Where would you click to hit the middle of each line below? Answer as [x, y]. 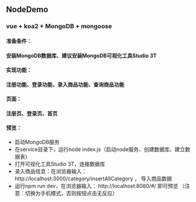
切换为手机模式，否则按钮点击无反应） [71, 193]
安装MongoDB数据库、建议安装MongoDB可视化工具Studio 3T [82, 56]
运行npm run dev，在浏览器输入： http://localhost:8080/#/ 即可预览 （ [99, 186]
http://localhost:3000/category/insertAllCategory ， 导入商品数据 [93, 179]
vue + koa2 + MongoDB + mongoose [59, 26]
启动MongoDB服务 [37, 142]
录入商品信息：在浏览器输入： [50, 172]
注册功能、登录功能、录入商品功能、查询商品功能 [65, 84]
